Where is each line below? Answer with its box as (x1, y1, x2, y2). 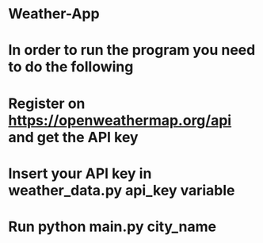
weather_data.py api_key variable (8, 181, 235, 199)
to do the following (8, 58, 134, 76)
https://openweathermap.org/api (8, 111, 232, 129)
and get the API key (8, 128, 139, 146)
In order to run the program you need (8, 41, 256, 60)
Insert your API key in (8, 164, 152, 183)
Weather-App (8, 5, 101, 23)
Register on (8, 94, 86, 112)
